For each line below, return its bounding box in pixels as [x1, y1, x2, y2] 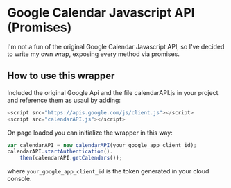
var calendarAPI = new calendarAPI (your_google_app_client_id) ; [7, 142, 197, 148]
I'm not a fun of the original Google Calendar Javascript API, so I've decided [7, 42, 225, 51]
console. [7, 175, 33, 183]
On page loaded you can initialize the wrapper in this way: [7, 128, 173, 137]
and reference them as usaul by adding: [7, 96, 121, 104]
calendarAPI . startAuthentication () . [7, 148, 113, 155]
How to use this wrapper [7, 70, 115, 82]
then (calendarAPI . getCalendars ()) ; [19, 155, 123, 162]
